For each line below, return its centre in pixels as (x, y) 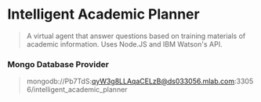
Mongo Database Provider (58, 64)
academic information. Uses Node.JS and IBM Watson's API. (124, 44)
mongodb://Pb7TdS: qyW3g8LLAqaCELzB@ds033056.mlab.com (130, 81)
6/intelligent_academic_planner (77, 90)
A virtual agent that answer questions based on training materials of (136, 36)
